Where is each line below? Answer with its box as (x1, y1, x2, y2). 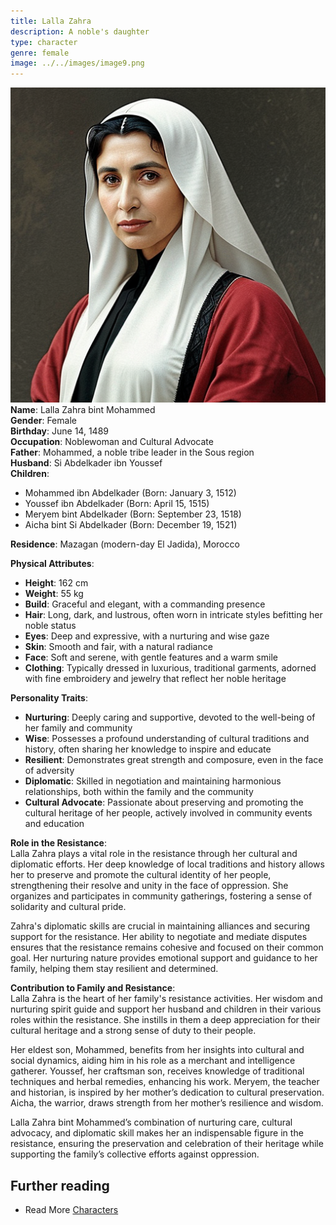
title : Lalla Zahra (10, 16, 92, 26)
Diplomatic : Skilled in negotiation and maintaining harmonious (24, 775, 282, 787)
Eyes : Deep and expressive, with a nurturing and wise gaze (24, 630, 270, 642)
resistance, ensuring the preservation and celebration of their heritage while (10, 1138, 324, 1150)
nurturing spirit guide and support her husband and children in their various (10, 1003, 322, 1015)
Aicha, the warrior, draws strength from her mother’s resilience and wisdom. (10, 1097, 324, 1109)
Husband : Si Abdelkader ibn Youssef (10, 457, 163, 469)
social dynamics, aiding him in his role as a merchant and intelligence (10, 1055, 296, 1067)
